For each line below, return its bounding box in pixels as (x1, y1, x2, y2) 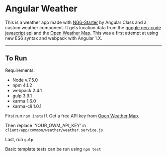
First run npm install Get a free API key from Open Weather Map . (5, 112, 140, 119)
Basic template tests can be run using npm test (5, 146, 101, 152)
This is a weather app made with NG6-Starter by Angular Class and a (5, 19, 147, 25)
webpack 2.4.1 (12, 87, 42, 93)
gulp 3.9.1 (12, 93, 32, 99)
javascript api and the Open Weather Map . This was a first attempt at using (5, 30, 159, 36)
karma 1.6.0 (12, 98, 36, 104)
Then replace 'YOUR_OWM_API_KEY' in (5, 122, 86, 128)
